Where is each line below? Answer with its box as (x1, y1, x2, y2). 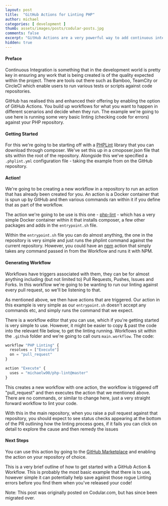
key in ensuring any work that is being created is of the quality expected (5, 72, 154, 78)
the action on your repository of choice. (5, 454, 87, 460)
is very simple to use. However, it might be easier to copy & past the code (5, 322, 156, 328)
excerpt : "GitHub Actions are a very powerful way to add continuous (5, 36, 153, 41)
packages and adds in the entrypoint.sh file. (5, 222, 97, 229)
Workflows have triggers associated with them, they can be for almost (5, 271, 150, 277)
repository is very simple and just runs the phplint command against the (5, 237, 153, 244)
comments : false (5, 31, 39, 36)
